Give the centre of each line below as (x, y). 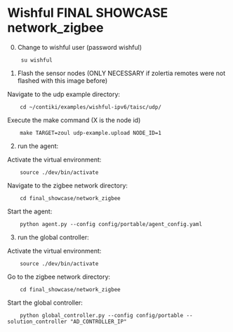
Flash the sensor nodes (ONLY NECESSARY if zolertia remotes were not (121, 73)
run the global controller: (53, 237)
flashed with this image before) (62, 80)
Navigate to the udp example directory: (64, 94)
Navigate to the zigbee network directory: (68, 185)
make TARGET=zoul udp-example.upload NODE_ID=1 (91, 133)
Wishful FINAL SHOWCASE (88, 13)
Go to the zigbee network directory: (59, 277)
